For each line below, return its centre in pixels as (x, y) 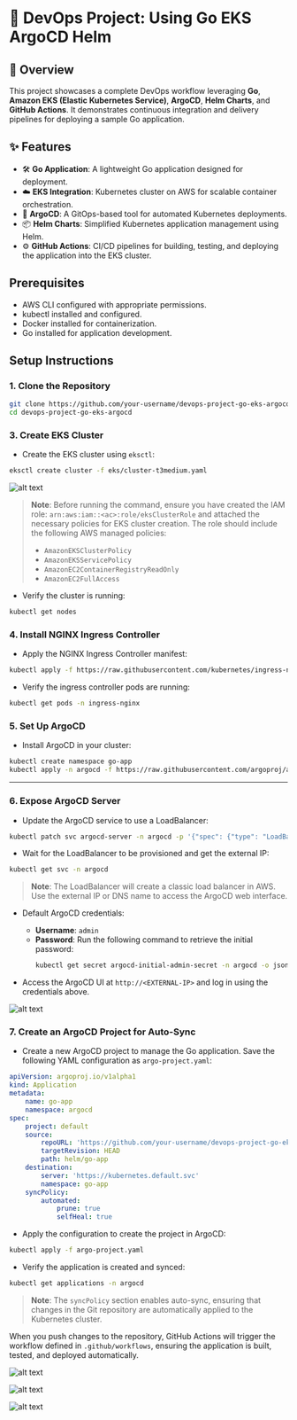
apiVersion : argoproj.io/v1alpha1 (73, 1077)
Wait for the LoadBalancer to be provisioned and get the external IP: (145, 854)
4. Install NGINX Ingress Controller (85, 635)
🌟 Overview (42, 70)
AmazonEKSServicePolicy (88, 561)
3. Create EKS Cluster (57, 435)
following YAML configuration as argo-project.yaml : (117, 1061)
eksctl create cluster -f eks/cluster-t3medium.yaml (108, 471)
